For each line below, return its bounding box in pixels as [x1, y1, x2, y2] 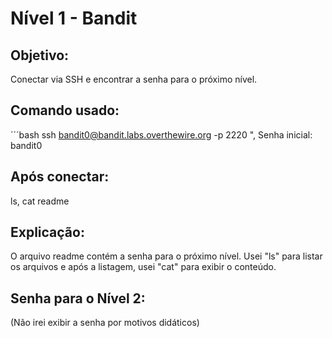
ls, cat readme [10, 195, 70, 207]
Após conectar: [10, 168, 110, 186]
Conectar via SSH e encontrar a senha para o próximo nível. [10, 73, 258, 85]
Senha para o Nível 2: [10, 290, 146, 307]
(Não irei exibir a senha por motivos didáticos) [10, 317, 200, 329]
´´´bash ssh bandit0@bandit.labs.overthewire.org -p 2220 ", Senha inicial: [10, 128, 313, 141]
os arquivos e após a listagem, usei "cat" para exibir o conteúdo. [10, 261, 277, 273]
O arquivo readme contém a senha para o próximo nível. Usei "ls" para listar [10, 250, 323, 262]
